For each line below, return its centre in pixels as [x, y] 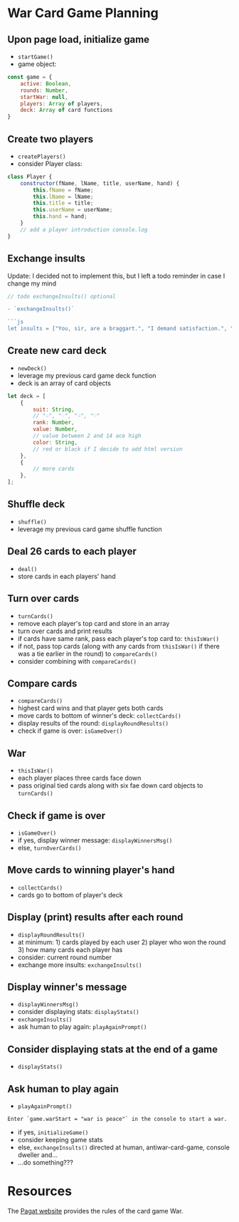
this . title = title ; [63, 203]
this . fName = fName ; [63, 190]
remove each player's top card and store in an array [94, 623]
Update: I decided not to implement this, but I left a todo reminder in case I [116, 276]
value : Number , [55, 429]
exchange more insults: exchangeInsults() [80, 965]
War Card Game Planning [83, 13]
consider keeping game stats [60, 1140]
